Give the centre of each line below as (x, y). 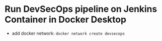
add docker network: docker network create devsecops (68, 33)
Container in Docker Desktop (66, 20)
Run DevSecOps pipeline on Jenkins (81, 9)
